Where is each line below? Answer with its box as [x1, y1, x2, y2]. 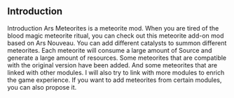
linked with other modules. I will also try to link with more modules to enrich [7, 68, 225, 76]
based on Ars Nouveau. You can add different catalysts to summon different [7, 38, 227, 47]
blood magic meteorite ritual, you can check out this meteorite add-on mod [7, 31, 224, 40]
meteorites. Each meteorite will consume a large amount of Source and [7, 46, 212, 54]
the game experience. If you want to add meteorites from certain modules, [7, 76, 222, 84]
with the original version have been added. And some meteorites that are [7, 60, 218, 69]
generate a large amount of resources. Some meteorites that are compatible [7, 54, 227, 62]
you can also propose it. [7, 83, 77, 91]
